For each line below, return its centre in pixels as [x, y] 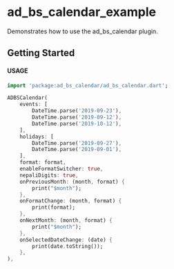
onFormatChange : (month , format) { [71, 201]
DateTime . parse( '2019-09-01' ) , [77, 150]
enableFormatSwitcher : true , [61, 169]
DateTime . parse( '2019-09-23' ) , [77, 111]
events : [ [34, 105]
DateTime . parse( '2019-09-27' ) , [77, 143]
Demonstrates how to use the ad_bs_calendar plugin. [83, 31]
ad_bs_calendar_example [82, 12]
